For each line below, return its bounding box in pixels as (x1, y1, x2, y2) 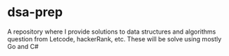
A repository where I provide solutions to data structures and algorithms (7, 27, 216, 36)
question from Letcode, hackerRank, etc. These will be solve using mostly (7, 34, 222, 43)
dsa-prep (7, 4, 63, 20)
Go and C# (7, 42, 39, 50)
